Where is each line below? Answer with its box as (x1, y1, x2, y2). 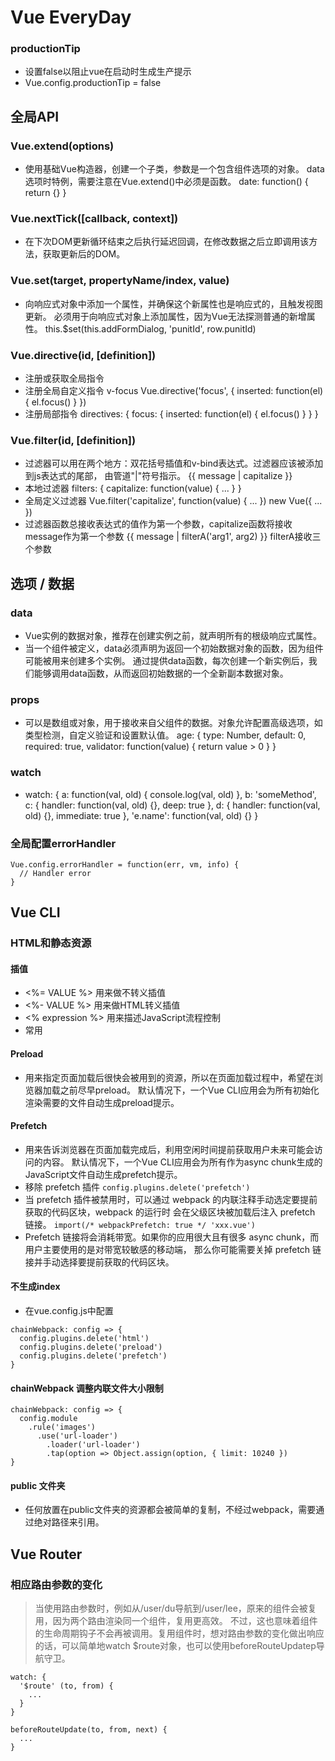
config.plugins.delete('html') (19, 1334, 150, 1344)
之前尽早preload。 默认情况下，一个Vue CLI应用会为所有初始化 (59, 1084, 320, 1096)
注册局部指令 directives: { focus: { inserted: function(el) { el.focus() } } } (24, 408, 319, 420)
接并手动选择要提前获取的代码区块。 (24, 1256, 175, 1268)
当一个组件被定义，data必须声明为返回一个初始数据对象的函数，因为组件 (24, 642, 324, 655)
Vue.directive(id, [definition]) (10, 348, 157, 362)
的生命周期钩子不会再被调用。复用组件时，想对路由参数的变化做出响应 (34, 1627, 325, 1640)
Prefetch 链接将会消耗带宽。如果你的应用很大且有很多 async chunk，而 (24, 1231, 320, 1243)
